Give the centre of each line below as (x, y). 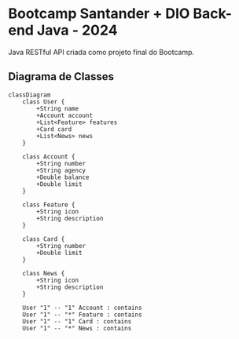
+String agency (61, 170)
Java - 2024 (77, 30)
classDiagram (29, 95)
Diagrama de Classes (61, 77)
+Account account (64, 115)
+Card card (54, 129)
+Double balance (63, 177)
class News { (44, 273)
